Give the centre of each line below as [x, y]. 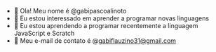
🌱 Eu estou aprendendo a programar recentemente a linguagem [106, 26]
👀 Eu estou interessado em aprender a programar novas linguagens [111, 18]
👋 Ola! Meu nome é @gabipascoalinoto [70, 11]
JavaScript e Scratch [44, 33]
